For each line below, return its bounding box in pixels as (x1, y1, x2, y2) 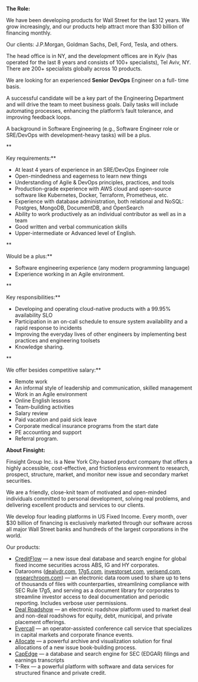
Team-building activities (14, 403, 74, 411)
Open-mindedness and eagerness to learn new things (14, 172, 147, 180)
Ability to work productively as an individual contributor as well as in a (14, 211, 186, 217)
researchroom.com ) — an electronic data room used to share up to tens (14, 574, 191, 581)
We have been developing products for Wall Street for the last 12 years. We (6, 17, 190, 23)
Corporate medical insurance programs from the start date (14, 422, 159, 429)
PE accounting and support (14, 429, 82, 436)
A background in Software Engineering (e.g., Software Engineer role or (6, 125, 180, 132)
